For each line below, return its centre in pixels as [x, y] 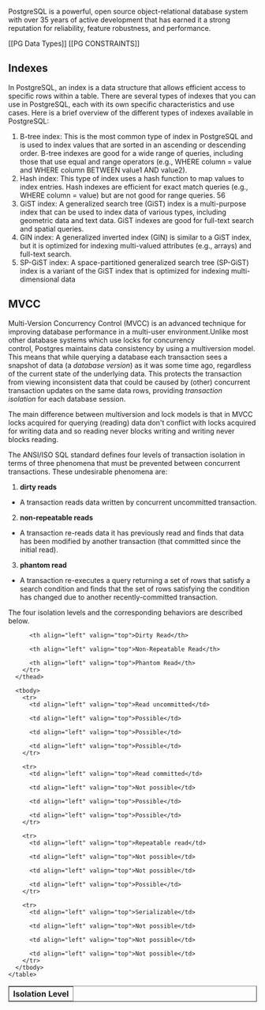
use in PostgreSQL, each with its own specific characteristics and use [121, 104]
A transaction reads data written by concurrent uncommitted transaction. [138, 502]
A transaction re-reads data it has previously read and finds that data [132, 532]
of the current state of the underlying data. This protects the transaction [125, 373]
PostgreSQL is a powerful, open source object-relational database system [128, 11]
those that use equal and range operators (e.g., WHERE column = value [136, 161]
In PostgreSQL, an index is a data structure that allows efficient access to [127, 87]
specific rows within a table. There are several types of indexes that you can [132, 96]
